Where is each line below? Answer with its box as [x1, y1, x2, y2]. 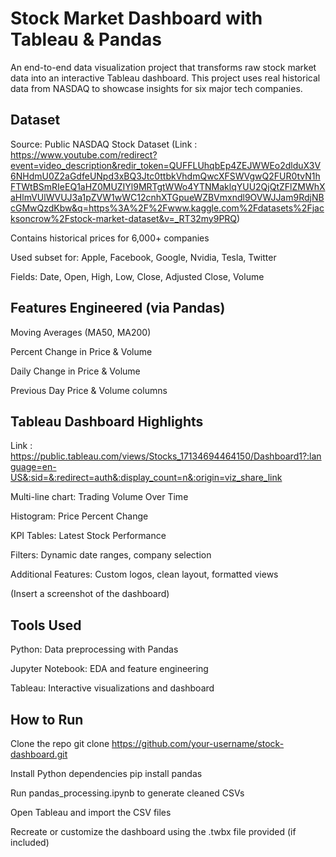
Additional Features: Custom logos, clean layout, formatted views [10, 568, 279, 581]
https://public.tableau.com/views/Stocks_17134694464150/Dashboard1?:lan [10, 450, 322, 462]
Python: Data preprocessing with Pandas [10, 643, 179, 656]
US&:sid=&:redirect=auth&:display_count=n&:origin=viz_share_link [10, 472, 283, 484]
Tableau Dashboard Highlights [10, 413, 204, 430]
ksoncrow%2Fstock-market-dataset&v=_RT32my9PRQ [10, 212, 238, 224]
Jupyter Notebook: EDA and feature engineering [10, 663, 209, 675]
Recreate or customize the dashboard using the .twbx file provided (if [10, 826, 297, 837]
